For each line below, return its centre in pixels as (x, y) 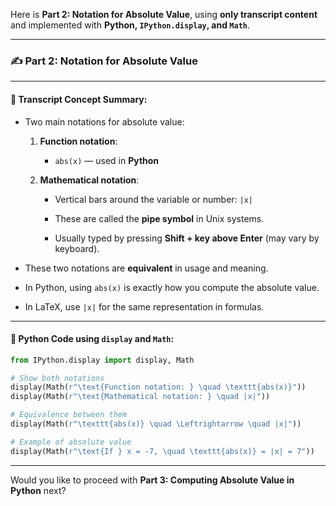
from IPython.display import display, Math (102, 360)
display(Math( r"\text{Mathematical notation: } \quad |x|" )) (140, 397)
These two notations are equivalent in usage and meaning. (146, 268)
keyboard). (77, 248)
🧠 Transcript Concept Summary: (79, 99)
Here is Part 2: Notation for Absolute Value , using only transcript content (164, 14)
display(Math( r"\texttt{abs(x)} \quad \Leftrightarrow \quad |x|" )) (156, 424)
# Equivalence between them (69, 415)
